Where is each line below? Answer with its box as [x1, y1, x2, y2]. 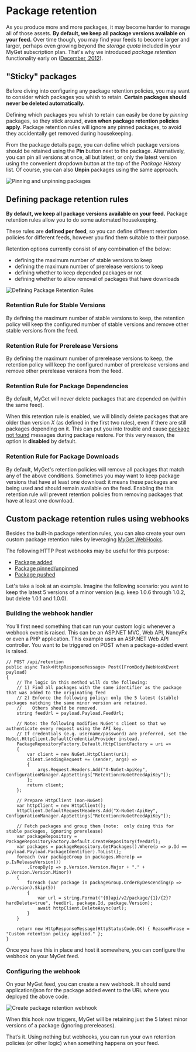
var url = [37, 895, 61, 901]
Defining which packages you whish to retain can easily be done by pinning [6, 111, 188, 118]
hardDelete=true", [6, 900, 51, 906]
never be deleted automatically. [6, 100, 85, 107]
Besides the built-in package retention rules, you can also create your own [6, 530, 185, 537]
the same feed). [6, 402, 44, 409]
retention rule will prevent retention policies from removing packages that [6, 491, 183, 498]
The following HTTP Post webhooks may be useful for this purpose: [6, 547, 170, 554]
